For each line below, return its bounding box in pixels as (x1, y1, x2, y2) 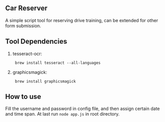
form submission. (5, 23, 41, 29)
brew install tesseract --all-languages (15, 60, 101, 65)
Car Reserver (5, 4, 48, 13)
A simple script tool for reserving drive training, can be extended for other (5, 17, 158, 23)
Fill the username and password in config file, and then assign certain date (5, 105, 160, 112)
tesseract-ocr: (12, 50, 42, 57)
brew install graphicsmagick (15, 79, 76, 84)
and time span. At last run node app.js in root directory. (5, 111, 120, 117)
